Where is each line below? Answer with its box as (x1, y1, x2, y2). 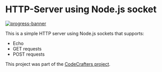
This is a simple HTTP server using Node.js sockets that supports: (5, 30, 145, 36)
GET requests (12, 45, 42, 52)
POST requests (12, 51, 45, 57)
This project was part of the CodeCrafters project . (5, 61, 111, 67)
